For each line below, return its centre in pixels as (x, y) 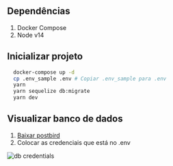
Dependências (39, 11)
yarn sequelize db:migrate (52, 92)
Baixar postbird (38, 135)
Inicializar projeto (45, 56)
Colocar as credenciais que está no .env (74, 142)
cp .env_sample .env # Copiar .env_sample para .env (90, 79)
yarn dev (26, 98)
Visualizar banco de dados (65, 119)
